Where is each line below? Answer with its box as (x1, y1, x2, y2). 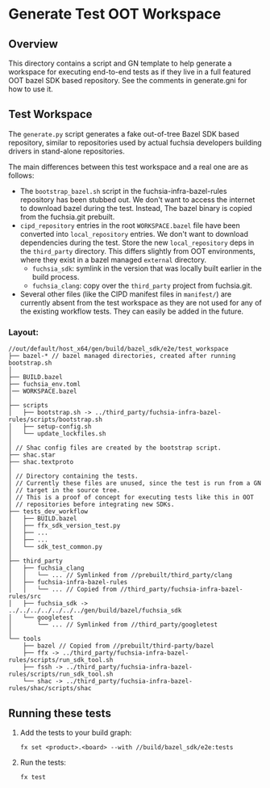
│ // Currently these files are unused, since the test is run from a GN (8, 479, 262, 487)
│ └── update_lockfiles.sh (8, 430, 106, 438)
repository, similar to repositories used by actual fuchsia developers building (8, 137, 262, 147)
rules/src (8, 592, 42, 600)
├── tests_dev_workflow (8, 508, 89, 516)
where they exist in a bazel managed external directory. (19, 255, 207, 264)
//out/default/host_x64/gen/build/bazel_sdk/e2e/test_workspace (8, 345, 229, 353)
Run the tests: (19, 757, 67, 767)
